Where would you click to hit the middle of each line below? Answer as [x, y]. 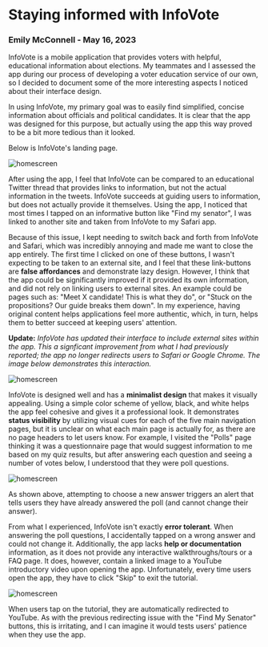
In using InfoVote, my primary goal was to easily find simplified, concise [126, 107]
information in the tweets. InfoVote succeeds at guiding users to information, [134, 196]
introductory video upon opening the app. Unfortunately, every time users [130, 570]
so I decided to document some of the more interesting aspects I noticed [128, 83]
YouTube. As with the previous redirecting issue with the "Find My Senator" [132, 618]
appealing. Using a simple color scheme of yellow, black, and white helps [129, 404]
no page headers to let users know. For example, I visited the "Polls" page [130, 437]
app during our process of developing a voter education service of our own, [133, 75]
